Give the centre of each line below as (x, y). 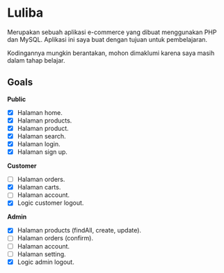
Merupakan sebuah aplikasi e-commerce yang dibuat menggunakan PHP (112, 32)
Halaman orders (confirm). (55, 238)
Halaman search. (41, 136)
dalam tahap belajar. (36, 60)
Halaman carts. (39, 187)
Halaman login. (39, 144)
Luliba (25, 13)
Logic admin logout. (46, 262)
